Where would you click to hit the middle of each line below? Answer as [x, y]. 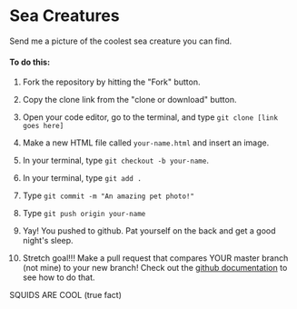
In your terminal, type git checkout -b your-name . [115, 161]
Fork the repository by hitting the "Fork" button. [111, 82]
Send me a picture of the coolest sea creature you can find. [121, 41]
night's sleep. [48, 241]
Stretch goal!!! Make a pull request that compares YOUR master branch [155, 258]
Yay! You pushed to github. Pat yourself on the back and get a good [149, 231]
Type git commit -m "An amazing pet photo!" [109, 195]
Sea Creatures [64, 16]
